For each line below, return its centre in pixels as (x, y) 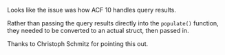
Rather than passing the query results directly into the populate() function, (113, 23)
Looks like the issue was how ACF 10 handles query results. (92, 10)
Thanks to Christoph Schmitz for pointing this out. (78, 44)
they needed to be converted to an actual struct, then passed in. (98, 31)
